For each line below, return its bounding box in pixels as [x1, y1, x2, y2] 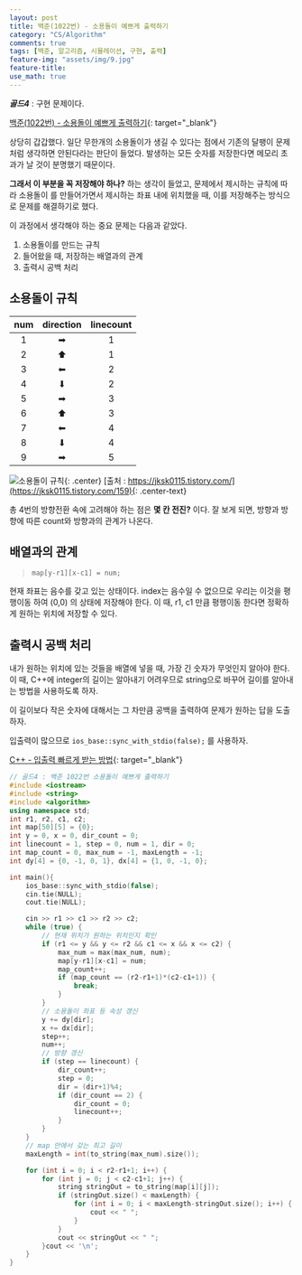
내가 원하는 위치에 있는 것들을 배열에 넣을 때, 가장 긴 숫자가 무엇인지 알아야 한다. [9, 663, 290, 674]
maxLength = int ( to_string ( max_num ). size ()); [25, 1149, 200, 1158]
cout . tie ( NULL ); [25, 898, 87, 907]
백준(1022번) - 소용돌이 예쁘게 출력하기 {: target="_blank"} [9, 117, 218, 127]
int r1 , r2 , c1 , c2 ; [9, 814, 87, 823]
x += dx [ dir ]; [41, 1023, 95, 1033]
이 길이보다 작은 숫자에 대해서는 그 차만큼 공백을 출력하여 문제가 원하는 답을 [9, 705, 274, 716]
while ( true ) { [25, 923, 83, 932]
